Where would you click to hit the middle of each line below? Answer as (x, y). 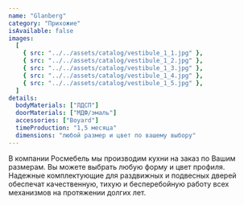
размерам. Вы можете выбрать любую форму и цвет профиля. (117, 166)
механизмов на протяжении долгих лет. (77, 192)
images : (21, 38)
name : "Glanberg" (37, 16)
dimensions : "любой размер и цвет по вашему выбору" (106, 135)
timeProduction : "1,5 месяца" (66, 128)
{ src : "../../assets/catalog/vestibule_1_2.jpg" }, (113, 61)
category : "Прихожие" (45, 23)
